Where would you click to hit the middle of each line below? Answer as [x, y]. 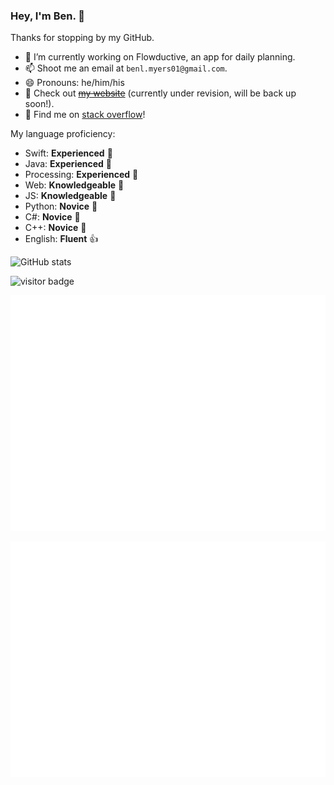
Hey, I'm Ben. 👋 [47, 16]
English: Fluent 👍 [61, 239]
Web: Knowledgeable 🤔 [74, 185]
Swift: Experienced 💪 [68, 153]
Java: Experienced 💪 [68, 164]
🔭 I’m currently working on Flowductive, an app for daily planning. [160, 57]
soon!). [39, 104]
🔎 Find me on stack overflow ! [85, 115]
